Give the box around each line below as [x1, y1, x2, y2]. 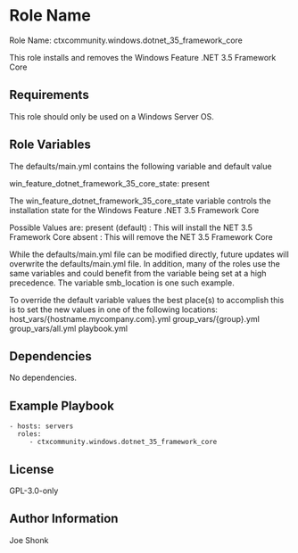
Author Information [9, 511, 119, 526]
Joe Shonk [9, 534, 49, 545]
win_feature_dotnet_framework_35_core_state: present [9, 177, 210, 188]
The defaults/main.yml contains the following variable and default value [9, 161, 272, 171]
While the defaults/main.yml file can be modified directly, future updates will [9, 249, 290, 260]
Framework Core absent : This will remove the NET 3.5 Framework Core [9, 231, 274, 242]
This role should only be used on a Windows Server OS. [9, 111, 214, 121]
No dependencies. [9, 372, 78, 384]
